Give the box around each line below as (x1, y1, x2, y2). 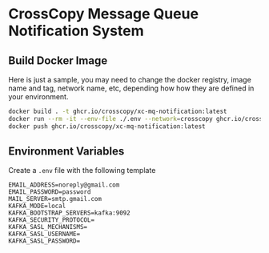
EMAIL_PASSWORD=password (8, 188, 91, 196)
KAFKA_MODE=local (8, 202, 66, 211)
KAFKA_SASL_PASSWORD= (8, 237, 81, 245)
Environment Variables (8, 145, 125, 159)
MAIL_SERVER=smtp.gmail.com (8, 195, 102, 203)
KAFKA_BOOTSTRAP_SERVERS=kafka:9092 (8, 209, 130, 217)
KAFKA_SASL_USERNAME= (8, 230, 81, 239)
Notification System (8, 22, 144, 40)
